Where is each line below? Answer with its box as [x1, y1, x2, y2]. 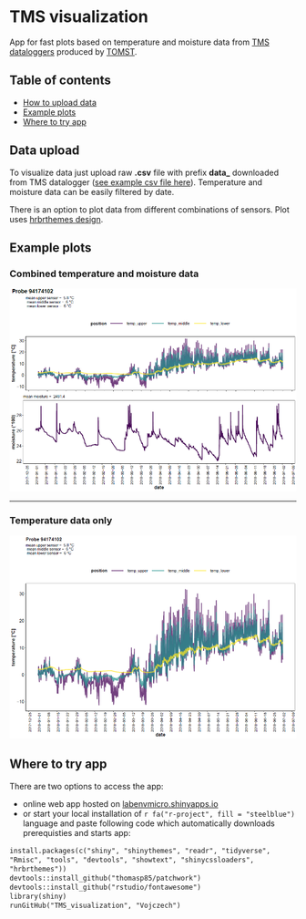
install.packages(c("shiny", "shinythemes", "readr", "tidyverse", [9, 846, 271, 855]
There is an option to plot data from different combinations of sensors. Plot [9, 203, 290, 215]
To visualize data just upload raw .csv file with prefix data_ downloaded [9, 167, 280, 178]
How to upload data [22, 97, 97, 108]
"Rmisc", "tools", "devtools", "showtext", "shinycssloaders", [9, 855, 255, 864]
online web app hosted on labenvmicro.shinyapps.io [22, 798, 219, 809]
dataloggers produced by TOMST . [9, 46, 138, 57]
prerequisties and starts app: [22, 827, 131, 838]
